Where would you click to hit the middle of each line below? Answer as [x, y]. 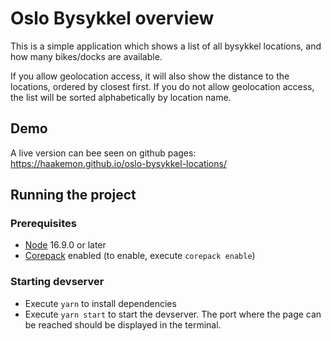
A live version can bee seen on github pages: [103, 153]
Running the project [73, 195]
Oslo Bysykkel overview [112, 18]
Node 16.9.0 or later [65, 245]
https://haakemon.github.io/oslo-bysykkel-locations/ [118, 163]
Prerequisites [43, 224]
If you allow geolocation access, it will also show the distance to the [150, 76]
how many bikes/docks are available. [86, 56]
